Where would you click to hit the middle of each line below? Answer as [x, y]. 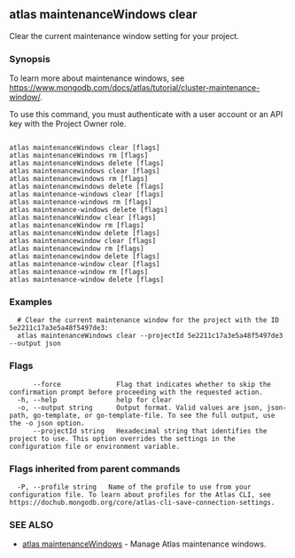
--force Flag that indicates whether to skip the [152, 384]
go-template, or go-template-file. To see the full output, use [154, 415]
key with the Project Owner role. [68, 124]
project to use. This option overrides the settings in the [123, 438]
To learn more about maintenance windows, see [97, 78]
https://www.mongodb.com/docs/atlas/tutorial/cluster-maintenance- [135, 88]
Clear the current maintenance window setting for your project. [124, 35]
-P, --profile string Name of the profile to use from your [134, 487]
